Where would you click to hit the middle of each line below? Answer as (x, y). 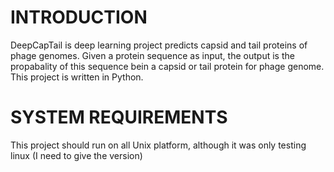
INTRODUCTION (79, 17)
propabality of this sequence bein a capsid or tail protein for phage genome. (167, 66)
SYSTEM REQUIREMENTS (119, 117)
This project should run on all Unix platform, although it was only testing (158, 145)
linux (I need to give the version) (76, 155)
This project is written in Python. (77, 77)
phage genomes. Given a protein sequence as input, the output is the (152, 55)
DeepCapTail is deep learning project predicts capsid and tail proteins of (159, 45)
